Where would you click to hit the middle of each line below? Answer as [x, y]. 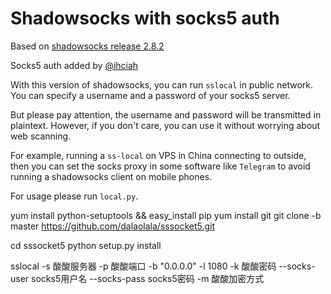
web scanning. [41, 136]
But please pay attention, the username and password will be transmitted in [166, 114]
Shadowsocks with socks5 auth [145, 18]
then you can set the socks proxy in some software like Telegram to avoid [160, 166]
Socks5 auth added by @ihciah [74, 65]
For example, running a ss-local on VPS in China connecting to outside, [158, 155]
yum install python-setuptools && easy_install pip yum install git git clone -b [166, 215]
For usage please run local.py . [74, 196]
